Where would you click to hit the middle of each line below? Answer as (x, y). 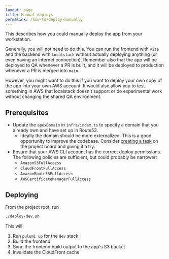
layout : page (19, 10)
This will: (14, 226)
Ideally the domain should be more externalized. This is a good (86, 136)
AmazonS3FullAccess (41, 163)
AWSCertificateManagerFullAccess (56, 179)
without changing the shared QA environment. (53, 96)
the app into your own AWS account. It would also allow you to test (75, 86)
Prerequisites (27, 112)
